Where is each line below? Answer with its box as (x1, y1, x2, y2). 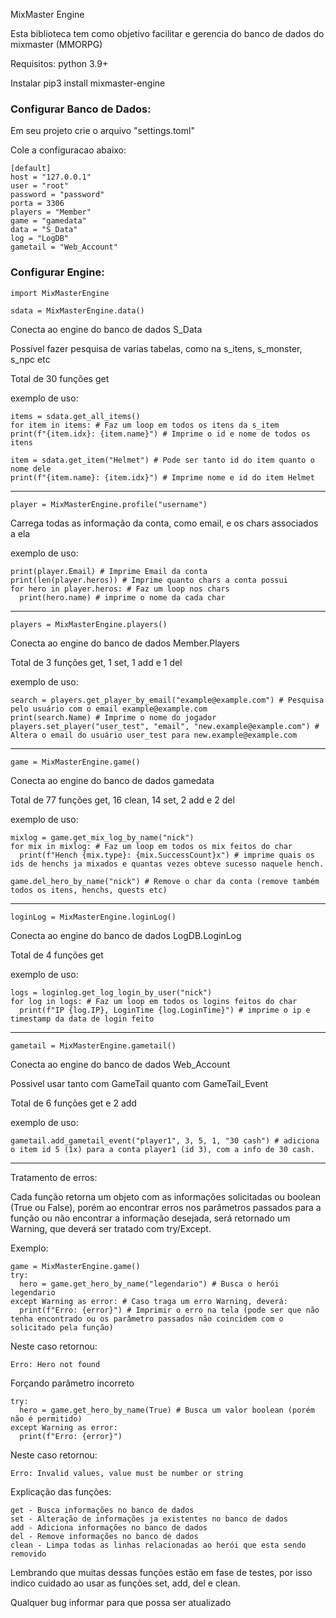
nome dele (10, 464, 52, 474)
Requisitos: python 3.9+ (10, 58, 109, 69)
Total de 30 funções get (10, 372, 110, 384)
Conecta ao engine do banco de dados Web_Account (10, 1058, 231, 1070)
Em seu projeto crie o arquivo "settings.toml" (10, 125, 195, 137)
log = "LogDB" (10, 234, 70, 244)
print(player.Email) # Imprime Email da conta (10, 566, 208, 576)
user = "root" (10, 181, 70, 191)
